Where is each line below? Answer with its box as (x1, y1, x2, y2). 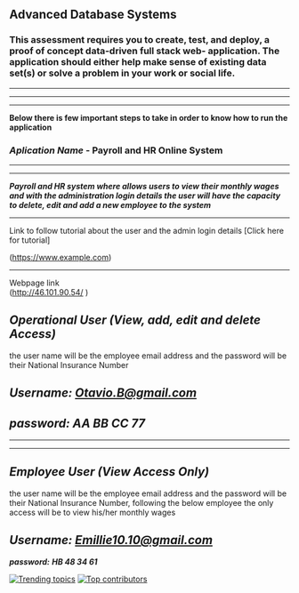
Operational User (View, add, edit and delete (9, 313, 261, 328)
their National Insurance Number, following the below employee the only (9, 497, 274, 508)
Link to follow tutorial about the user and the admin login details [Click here (9, 225, 285, 236)
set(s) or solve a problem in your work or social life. (9, 67, 236, 79)
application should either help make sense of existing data (9, 56, 267, 68)
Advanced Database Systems (9, 7, 177, 22)
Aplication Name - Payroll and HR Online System (9, 144, 223, 156)
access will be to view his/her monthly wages (9, 507, 176, 517)
